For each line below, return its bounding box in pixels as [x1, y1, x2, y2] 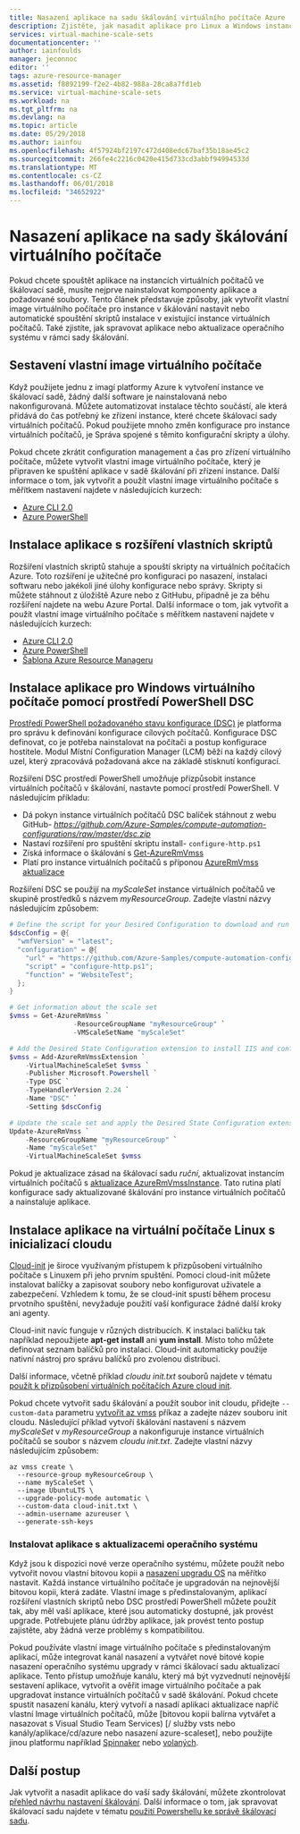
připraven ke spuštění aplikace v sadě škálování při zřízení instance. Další [9, 465, 279, 476]
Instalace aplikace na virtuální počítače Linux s [9, 1222, 275, 1237]
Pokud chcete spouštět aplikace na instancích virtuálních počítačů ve [9, 275, 264, 285]
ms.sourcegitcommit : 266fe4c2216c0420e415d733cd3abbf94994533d [9, 154, 250, 164]
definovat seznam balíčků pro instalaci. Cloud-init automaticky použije [9, 1344, 268, 1354]
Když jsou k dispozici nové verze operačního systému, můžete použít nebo [9, 1558, 285, 1569]
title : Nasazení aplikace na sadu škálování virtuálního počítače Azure [9, 13, 286, 22]
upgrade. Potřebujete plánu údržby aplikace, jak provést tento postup [9, 1616, 265, 1626]
